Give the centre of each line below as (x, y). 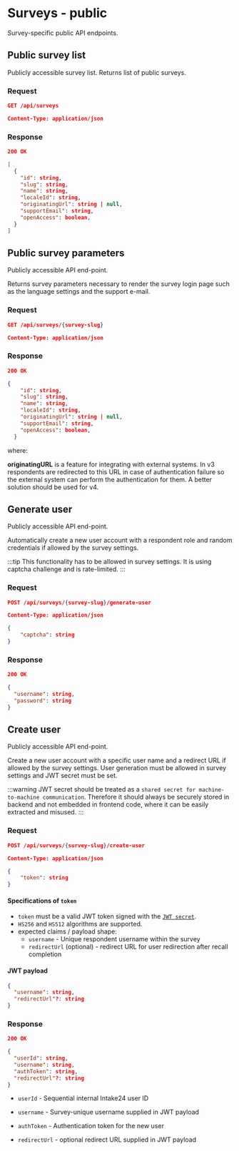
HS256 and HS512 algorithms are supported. (80, 924)
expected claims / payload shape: (67, 931)
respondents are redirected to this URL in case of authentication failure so (116, 471)
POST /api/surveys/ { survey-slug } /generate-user (80, 603)
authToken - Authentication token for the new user (91, 1126)
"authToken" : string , (46, 1071)
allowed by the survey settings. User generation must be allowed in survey (117, 768)
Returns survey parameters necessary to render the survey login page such (118, 284)
